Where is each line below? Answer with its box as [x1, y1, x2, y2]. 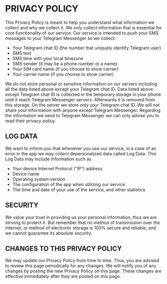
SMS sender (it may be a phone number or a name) [12, 61, 118, 67]
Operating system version [12, 176, 66, 182]
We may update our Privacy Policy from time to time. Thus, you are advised [5, 258, 160, 264]
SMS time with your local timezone [12, 55, 83, 61]
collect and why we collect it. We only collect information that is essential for [5, 24, 162, 30]
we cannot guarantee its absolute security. [5, 230, 92, 236]
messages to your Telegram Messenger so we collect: [5, 35, 116, 41]
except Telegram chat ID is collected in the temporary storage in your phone [5, 91, 162, 97]
